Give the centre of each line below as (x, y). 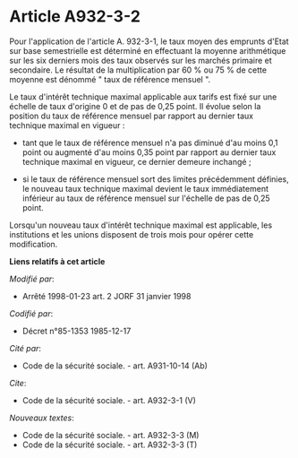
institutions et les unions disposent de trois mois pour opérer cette (132, 234)
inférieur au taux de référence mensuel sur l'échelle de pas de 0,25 (146, 198)
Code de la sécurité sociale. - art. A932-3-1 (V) (109, 400)
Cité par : (26, 348)
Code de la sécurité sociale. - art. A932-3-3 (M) (111, 435)
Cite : (18, 383)
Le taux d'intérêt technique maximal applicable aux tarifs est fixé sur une (143, 97)
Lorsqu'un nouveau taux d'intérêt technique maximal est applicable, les (141, 225)
